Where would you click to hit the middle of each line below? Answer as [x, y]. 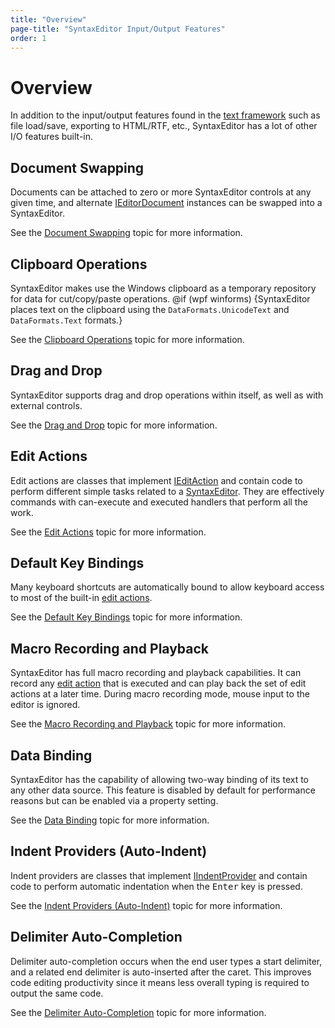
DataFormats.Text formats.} [66, 320]
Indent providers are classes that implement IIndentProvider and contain [159, 875]
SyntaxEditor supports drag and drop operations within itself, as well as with [167, 395]
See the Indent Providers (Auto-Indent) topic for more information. [146, 905]
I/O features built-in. [52, 137]
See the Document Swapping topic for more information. [126, 233]
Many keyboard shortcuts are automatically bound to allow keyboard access [167, 587]
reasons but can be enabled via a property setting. [114, 800]
